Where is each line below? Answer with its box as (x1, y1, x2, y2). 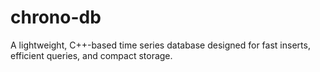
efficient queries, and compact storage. (10, 49, 173, 61)
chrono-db (10, 6, 102, 29)
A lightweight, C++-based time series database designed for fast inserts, (10, 39, 311, 51)
